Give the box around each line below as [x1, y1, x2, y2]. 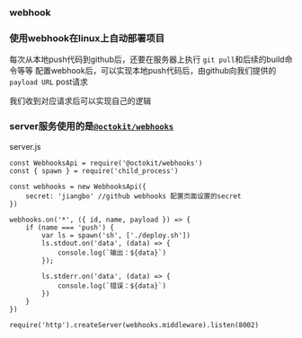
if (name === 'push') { [25, 222, 115, 232]
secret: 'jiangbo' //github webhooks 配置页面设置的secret [25, 191, 242, 201]
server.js [9, 141, 42, 152]
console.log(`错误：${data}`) [57, 281, 167, 290]
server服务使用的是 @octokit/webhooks [9, 120, 174, 133]
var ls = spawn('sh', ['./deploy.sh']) [41, 230, 191, 239]
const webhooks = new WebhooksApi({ [9, 182, 147, 191]
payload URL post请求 [9, 76, 88, 87]
